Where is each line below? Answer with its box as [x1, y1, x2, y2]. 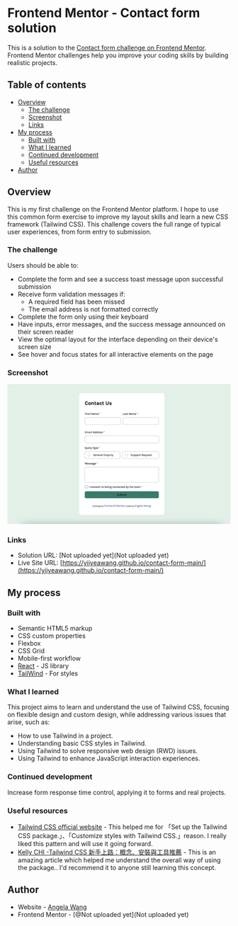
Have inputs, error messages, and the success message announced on [17, 320, 225, 328]
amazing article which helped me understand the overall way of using [17, 856, 221, 864]
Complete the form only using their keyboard [17, 312, 149, 321]
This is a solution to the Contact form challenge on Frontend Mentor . [7, 43, 207, 52]
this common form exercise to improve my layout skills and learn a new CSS [7, 212, 229, 221]
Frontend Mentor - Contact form [7, 5, 200, 21]
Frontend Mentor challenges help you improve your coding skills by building [7, 51, 229, 59]
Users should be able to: [7, 261, 79, 270]
